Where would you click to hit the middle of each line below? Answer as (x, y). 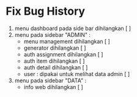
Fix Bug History (46, 11)
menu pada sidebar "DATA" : (50, 80)
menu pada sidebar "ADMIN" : (53, 34)
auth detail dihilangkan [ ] (56, 67)
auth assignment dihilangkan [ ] (63, 54)
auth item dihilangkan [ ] (54, 61)
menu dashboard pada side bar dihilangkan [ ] (73, 28)
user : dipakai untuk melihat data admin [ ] (77, 74)
